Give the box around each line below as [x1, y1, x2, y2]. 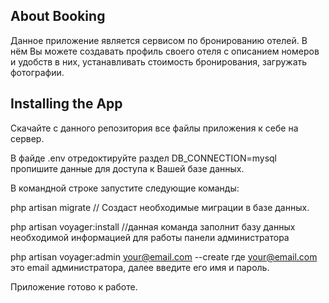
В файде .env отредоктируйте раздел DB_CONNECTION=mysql [10, 152, 278, 164]
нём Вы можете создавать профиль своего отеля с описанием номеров [10, 45, 320, 57]
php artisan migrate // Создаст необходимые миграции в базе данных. [10, 201, 310, 213]
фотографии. [10, 66, 65, 78]
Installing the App [10, 95, 123, 113]
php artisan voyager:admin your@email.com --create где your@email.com [10, 250, 318, 263]
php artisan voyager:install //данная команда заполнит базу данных [10, 220, 296, 233]
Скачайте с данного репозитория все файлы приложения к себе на [10, 122, 299, 134]
